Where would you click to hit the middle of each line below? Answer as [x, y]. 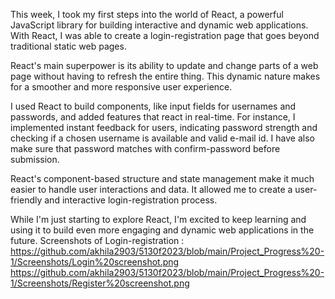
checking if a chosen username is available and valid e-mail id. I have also [162, 138]
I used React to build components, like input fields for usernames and [153, 106]
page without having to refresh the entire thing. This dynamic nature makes [165, 76]
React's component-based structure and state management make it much [162, 178]
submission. [35, 159]
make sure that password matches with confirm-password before [145, 148]
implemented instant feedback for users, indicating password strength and [164, 127]
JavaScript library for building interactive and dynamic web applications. [159, 25]
